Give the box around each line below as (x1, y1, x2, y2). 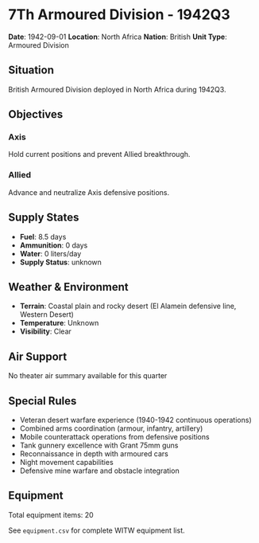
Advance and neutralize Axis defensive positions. (8, 187, 170, 197)
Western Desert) (19, 310, 74, 319)
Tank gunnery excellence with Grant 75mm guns (19, 440, 179, 450)
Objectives (8, 107, 64, 121)
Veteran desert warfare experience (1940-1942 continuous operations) (19, 415, 252, 424)
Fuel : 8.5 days (19, 232, 67, 241)
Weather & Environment (8, 280, 129, 294)
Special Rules (8, 394, 77, 408)
